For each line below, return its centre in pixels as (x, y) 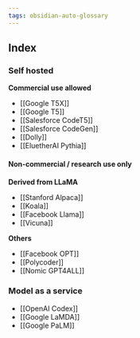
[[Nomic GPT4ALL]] (52, 270)
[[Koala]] (34, 206)
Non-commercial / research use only (70, 163)
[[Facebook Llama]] (52, 214)
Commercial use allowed (50, 88)
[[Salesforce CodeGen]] (59, 129)
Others (20, 238)
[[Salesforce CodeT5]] (56, 120)
